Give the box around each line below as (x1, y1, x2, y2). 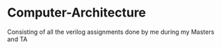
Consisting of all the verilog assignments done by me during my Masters (7, 28, 215, 36)
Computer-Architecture (7, 5, 147, 21)
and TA (7, 35, 28, 43)
